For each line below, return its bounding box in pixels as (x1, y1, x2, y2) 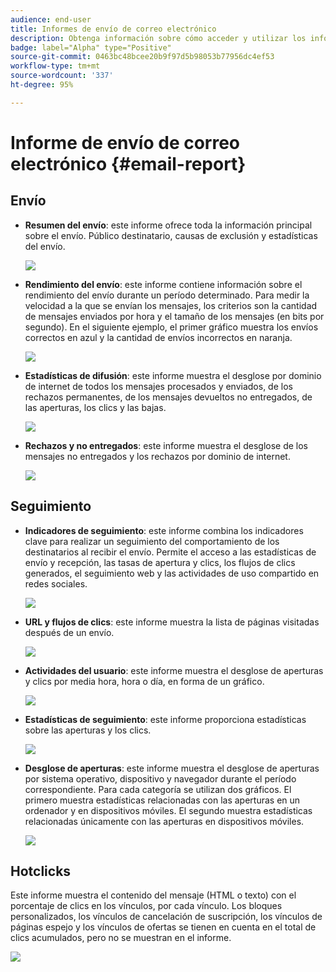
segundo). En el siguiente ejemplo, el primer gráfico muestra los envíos (24, 321, 319, 333)
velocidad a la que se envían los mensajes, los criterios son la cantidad (24, 299, 318, 311)
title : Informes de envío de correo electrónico (10, 24, 217, 34)
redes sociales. (24, 577, 88, 590)
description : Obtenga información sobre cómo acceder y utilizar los (10, 33, 307, 43)
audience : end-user (10, 14, 92, 25)
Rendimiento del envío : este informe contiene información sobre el (24, 278, 303, 290)
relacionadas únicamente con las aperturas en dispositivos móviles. (24, 815, 305, 827)
